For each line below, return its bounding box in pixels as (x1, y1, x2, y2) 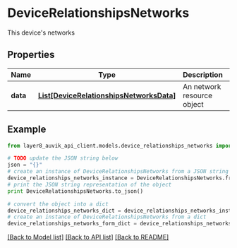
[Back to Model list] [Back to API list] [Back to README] (7, 233, 169, 242)
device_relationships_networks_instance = (7, 175, 134, 182)
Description (182, 69, 224, 79)
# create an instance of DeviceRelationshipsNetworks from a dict (7, 213, 207, 220)
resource (182, 90, 213, 100)
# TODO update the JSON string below (7, 155, 119, 162)
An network (182, 81, 221, 91)
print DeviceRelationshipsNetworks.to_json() (7, 187, 143, 195)
